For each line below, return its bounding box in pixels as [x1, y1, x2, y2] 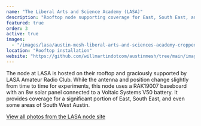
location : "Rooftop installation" [6, 48, 93, 54]
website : [6, 53, 28, 59]
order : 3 [6, 25, 28, 32]
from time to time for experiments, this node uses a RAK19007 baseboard [6, 82, 187, 90]
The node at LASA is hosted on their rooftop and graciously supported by [6, 69, 187, 76]
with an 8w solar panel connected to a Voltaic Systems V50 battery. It [6, 88, 178, 96]
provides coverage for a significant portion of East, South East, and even [6, 95, 185, 102]
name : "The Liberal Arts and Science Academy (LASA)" [6, 8, 144, 15]
